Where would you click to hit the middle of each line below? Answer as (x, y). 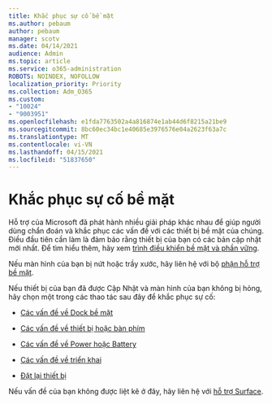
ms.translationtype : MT (49, 137)
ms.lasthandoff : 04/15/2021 (56, 152)
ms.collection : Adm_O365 (50, 91)
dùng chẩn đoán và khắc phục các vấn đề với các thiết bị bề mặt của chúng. (136, 231)
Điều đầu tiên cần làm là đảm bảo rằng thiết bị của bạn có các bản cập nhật (135, 240)
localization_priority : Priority (65, 84)
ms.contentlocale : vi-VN (50, 144)
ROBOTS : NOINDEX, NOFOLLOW (54, 76)
